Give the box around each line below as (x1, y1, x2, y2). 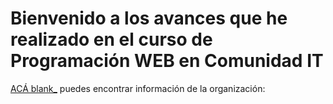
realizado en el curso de (10, 28, 213, 51)
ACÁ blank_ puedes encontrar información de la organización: (10, 82, 266, 94)
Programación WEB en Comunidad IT (10, 50, 324, 72)
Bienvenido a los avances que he (10, 7, 288, 30)
